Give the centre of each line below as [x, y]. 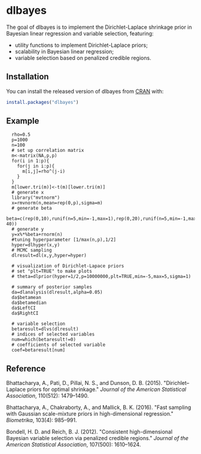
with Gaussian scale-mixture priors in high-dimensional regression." [90, 414]
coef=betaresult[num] [39, 350]
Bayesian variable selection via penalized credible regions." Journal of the [98, 438]
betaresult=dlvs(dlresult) [45, 329]
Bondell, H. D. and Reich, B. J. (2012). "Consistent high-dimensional [89, 432]
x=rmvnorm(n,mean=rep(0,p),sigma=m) [57, 203]
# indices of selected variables [53, 334]
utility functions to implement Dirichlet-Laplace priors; [81, 45]
